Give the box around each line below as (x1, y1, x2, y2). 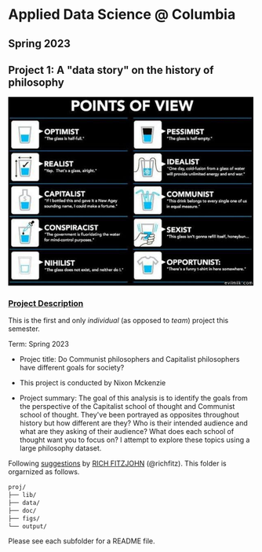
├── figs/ (8, 515, 41, 523)
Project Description (8, 297, 84, 308)
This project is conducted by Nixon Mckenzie (19, 378, 166, 388)
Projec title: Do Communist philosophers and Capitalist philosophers (19, 355, 240, 364)
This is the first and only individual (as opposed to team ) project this (8, 316, 229, 326)
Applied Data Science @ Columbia (8, 6, 236, 24)
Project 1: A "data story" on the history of (8, 63, 214, 76)
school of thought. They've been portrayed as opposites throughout (19, 410, 239, 420)
